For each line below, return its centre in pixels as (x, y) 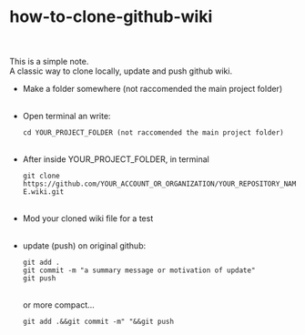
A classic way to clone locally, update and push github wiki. (121, 71)
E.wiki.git (43, 192)
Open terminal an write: (66, 116)
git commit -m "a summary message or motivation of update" (139, 270)
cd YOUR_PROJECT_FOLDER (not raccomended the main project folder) (153, 132)
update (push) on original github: (84, 245)
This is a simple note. (49, 61)
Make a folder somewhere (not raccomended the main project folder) (152, 88)
